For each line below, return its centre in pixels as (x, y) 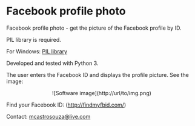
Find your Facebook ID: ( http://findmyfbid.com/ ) (66, 105)
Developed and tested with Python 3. (52, 63)
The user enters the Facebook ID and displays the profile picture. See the (97, 75)
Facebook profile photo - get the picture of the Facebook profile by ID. (94, 28)
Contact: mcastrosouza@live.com (48, 116)
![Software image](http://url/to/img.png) (102, 93)
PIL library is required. (34, 39)
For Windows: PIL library (37, 51)
